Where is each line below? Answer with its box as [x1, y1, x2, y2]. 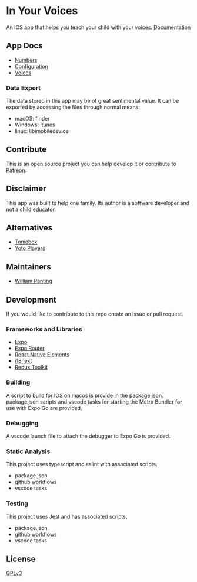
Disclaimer [6, 184, 46, 194]
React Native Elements [14, 351, 69, 358]
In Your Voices [6, 4, 78, 18]
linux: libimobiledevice [14, 128, 69, 135]
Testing [6, 499, 28, 508]
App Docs [6, 41, 43, 51]
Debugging [6, 419, 39, 427]
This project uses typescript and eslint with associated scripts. [6, 461, 158, 468]
